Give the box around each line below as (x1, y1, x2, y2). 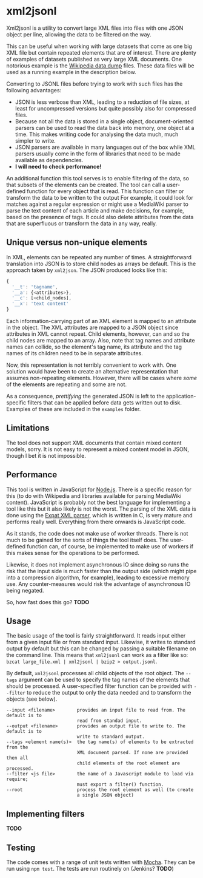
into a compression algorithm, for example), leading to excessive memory (6, 574, 190, 581)
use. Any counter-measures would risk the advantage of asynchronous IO (6, 580, 191, 587)
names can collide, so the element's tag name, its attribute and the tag (6, 343, 182, 350)
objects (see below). (6, 695, 58, 703)
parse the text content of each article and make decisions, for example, (6, 206, 185, 214)
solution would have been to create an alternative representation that (6, 368, 179, 375)
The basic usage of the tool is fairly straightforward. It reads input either (6, 632, 186, 639)
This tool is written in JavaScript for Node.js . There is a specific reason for (6, 486, 192, 493)
